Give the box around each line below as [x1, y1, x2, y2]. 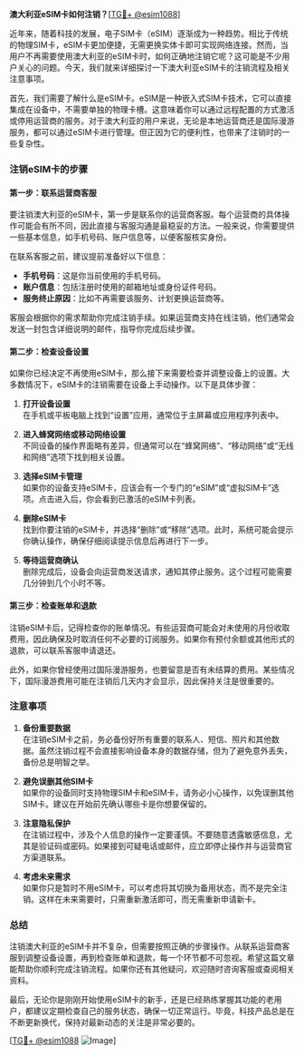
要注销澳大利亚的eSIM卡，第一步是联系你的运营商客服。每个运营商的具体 [9, 209, 282, 220]
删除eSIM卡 [22, 513, 67, 524]
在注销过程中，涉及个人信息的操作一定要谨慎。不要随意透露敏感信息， [22, 829, 285, 840]
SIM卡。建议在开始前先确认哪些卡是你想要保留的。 [22, 798, 213, 809]
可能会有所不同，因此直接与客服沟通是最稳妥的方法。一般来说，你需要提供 [16, 220, 295, 231]
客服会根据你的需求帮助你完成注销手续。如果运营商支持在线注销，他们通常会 [9, 312, 295, 323]
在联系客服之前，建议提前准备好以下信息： [9, 251, 168, 262]
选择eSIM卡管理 [22, 471, 83, 482]
